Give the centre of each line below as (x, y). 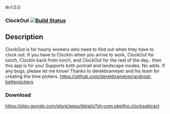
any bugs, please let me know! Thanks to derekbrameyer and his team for (82, 71)
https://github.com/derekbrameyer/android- (106, 76)
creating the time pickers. (32, 76)
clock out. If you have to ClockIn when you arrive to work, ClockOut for (80, 54)
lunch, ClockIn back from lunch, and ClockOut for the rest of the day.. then (83, 60)
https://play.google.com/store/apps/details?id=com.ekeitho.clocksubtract (82, 106)
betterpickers (19, 81)
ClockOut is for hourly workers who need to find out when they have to (80, 49)
